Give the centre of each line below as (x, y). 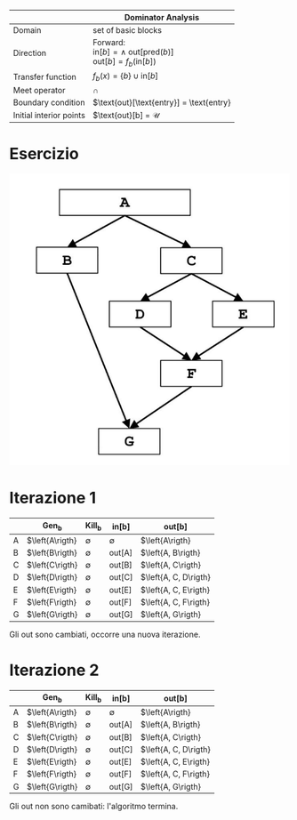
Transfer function (45, 76)
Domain (27, 30)
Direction (30, 52)
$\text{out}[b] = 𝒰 (126, 115)
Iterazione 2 (54, 670)
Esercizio (44, 154)
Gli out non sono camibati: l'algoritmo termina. (94, 807)
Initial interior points (49, 116)
